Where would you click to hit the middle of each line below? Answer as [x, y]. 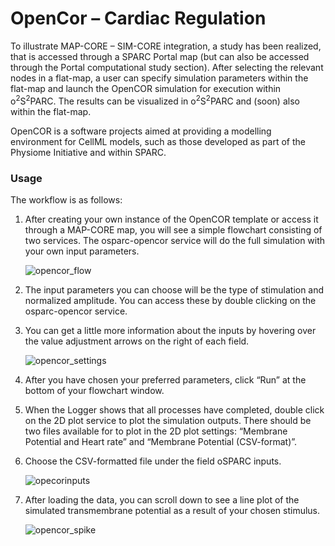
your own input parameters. [82, 251]
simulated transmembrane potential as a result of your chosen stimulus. [172, 510]
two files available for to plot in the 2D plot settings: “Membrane [156, 431]
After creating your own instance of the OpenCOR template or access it [171, 219]
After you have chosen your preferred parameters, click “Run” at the [165, 379]
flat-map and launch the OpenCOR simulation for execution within [146, 88]
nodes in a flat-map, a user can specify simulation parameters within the [159, 78]
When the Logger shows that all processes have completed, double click [174, 409]
